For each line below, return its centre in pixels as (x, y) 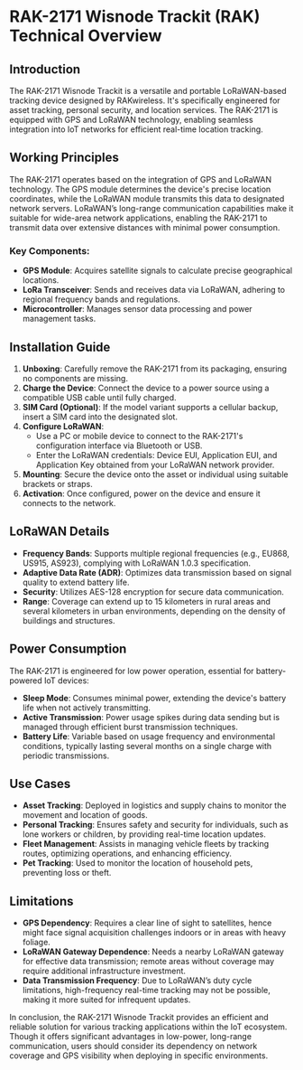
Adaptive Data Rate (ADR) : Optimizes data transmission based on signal (157, 572)
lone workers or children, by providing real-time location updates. (144, 834)
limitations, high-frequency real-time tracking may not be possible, (146, 990)
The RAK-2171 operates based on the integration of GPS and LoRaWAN (141, 179)
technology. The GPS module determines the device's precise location (140, 189)
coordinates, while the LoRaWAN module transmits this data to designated (147, 198)
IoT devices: (67, 680)
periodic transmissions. (66, 756)
